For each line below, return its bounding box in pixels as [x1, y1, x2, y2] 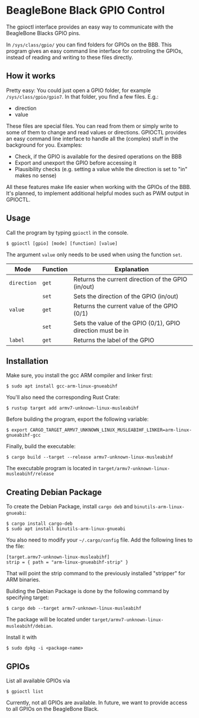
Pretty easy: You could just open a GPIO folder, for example [6, 87, 151, 94]
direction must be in [73, 326, 129, 335]
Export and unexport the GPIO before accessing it [14, 159, 137, 166]
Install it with [6, 634, 37, 641]
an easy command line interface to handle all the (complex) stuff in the [6, 135, 179, 142]
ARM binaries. [6, 576, 40, 583]
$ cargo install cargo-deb [6, 521, 73, 527]
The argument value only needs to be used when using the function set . [6, 251, 182, 258]
